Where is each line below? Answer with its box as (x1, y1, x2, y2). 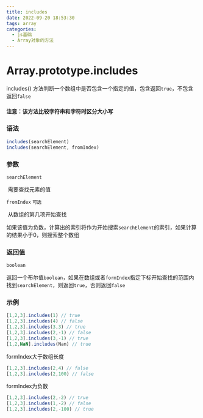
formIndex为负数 (6, 383, 49, 390)
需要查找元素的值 (7, 185, 51, 193)
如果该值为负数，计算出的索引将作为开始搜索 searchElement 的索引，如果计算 (6, 223, 197, 231)
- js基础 (12, 32, 32, 38)
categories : (6, 26, 37, 32)
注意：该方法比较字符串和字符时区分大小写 (6, 108, 113, 115)
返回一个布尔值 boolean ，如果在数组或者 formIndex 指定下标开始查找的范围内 (6, 274, 194, 282)
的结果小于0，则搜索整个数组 (6, 231, 79, 239)
